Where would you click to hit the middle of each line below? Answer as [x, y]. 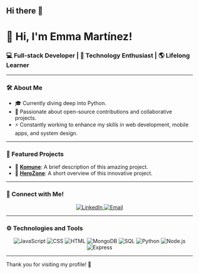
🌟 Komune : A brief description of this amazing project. [81, 167]
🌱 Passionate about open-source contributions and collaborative [93, 112]
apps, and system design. [46, 133]
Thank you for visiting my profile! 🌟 [49, 265]
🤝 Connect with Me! [35, 195]
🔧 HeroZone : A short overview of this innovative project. [84, 173]
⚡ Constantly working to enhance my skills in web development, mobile [102, 125]
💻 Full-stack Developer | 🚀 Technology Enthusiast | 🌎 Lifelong [98, 55]
